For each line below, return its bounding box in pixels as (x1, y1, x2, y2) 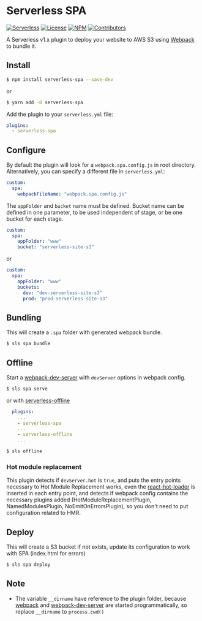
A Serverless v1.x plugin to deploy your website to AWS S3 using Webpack (6, 36, 195, 43)
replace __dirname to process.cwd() (15, 608, 105, 615)
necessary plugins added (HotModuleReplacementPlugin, (6, 496, 152, 503)
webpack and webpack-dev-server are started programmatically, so (15, 601, 188, 609)
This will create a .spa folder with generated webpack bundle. (6, 329, 162, 336)
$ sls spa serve (6, 386, 48, 392)
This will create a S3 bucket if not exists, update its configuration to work (6, 543, 190, 551)
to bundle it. (6, 42, 37, 50)
